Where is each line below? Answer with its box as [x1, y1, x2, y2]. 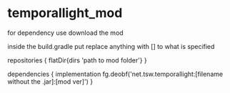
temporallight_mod [7, 5, 123, 21]
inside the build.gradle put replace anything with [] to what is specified [7, 42, 215, 50]
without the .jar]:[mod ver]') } [7, 77, 94, 86]
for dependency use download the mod [7, 28, 124, 37]
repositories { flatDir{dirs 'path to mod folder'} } [7, 55, 148, 65]
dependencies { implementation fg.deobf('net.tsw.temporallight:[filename [7, 70, 224, 78]
